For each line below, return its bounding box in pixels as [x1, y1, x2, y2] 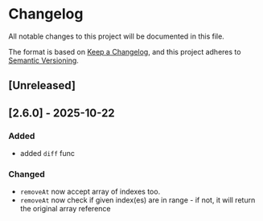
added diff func [19, 149, 75, 158]
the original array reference [19, 204, 111, 214]
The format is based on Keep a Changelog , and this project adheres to [8, 47, 241, 56]
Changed [8, 168, 46, 179]
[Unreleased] [8, 79, 76, 92]
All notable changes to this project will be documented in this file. [8, 31, 225, 41]
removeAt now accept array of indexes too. [19, 186, 161, 197]
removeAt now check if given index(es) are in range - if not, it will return [19, 195, 256, 205]
